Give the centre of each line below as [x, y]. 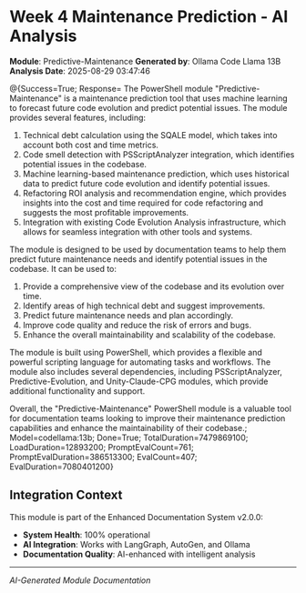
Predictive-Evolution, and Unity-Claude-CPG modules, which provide [139, 381]
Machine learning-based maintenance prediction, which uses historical [156, 174]
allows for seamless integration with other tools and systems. [138, 231]
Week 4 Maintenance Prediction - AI [149, 17]
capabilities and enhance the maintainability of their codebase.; [128, 427]
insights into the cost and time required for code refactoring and [143, 203]
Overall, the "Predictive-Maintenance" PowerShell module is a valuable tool [150, 408]
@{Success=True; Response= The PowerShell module [112, 88]
